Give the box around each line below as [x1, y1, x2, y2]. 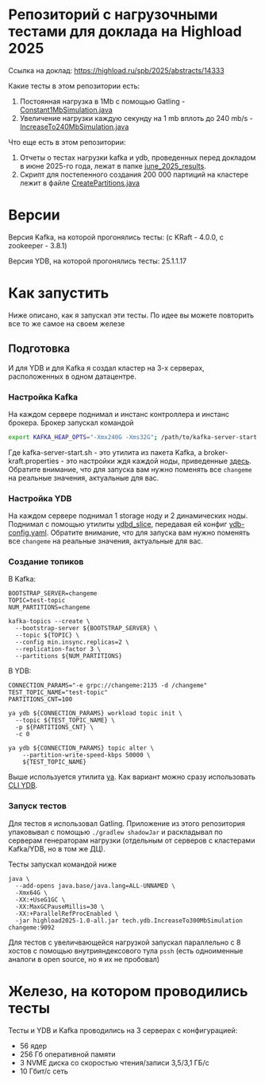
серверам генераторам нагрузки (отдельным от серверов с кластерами [8, 836, 255, 845]
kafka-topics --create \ [8, 617, 90, 625]
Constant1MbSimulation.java [19, 105, 113, 115]
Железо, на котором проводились [8, 982, 248, 1000]
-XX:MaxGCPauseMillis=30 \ [15, 902, 105, 910]
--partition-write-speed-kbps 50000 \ [22, 751, 151, 759]
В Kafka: [8, 575, 36, 584]
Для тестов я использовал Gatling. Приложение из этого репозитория [8, 818, 246, 828]
